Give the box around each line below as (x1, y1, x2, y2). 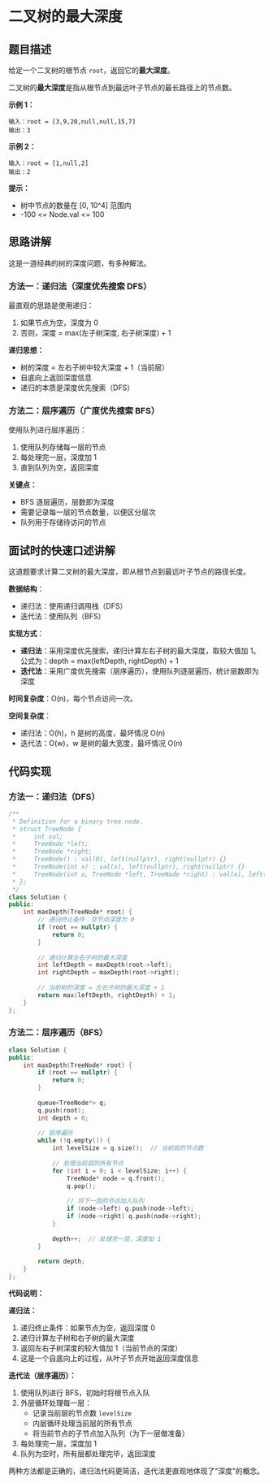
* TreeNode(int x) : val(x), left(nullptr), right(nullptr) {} (11, 863, 245, 871)
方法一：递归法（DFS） (8, 791, 100, 802)
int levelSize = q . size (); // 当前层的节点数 (51, 1144, 204, 1152)
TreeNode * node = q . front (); (66, 1174, 165, 1182)
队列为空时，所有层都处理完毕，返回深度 (19, 1448, 156, 1459)
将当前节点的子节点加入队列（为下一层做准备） (32, 1428, 189, 1438)
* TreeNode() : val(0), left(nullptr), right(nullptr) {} (11, 855, 227, 864)
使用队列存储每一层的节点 (19, 442, 106, 452)
